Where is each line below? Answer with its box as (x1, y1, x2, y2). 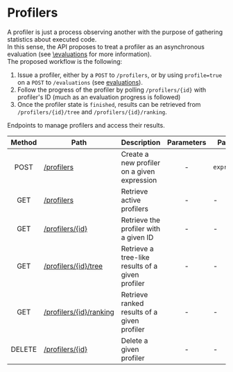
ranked (121, 298, 144, 308)
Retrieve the (121, 215, 161, 225)
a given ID (121, 232, 154, 242)
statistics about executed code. (7, 35, 97, 43)
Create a (121, 149, 149, 159)
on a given (121, 167, 155, 176)
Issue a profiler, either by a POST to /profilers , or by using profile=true (17, 71, 223, 79)
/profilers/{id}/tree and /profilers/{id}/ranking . (17, 108, 168, 116)
